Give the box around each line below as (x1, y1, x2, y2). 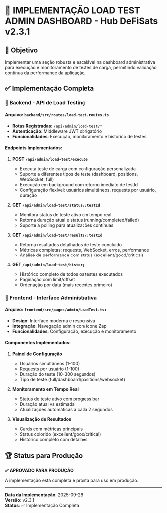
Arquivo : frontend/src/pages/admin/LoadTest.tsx (5, 307, 107, 313)
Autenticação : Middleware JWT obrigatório (12, 128, 102, 134)
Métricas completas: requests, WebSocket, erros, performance (19, 247, 149, 253)
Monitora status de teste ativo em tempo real (19, 211, 112, 217)
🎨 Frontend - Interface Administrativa (5, 294, 97, 301)
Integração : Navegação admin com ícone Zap (12, 323, 107, 329)
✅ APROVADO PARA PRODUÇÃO (5, 467, 74, 473)
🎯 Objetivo (5, 46, 38, 54)
